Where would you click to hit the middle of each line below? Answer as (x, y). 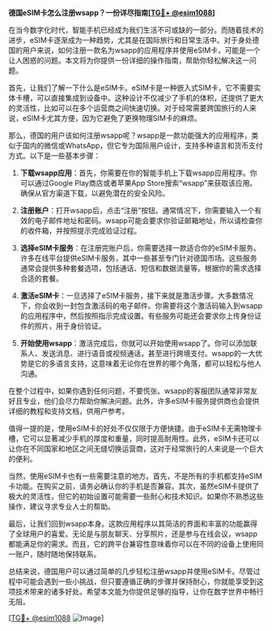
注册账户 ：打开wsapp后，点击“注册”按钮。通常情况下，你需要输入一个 (137, 210)
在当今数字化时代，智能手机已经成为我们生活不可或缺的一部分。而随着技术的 (136, 30)
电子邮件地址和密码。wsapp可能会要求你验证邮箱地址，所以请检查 (145, 221)
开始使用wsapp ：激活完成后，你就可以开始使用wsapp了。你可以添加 (135, 343)
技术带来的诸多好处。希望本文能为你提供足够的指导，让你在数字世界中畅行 (139, 592)
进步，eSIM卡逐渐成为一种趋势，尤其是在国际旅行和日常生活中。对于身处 (130, 40)
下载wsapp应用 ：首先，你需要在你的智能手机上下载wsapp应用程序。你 (138, 173)
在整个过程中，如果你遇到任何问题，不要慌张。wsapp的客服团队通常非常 (130, 391)
